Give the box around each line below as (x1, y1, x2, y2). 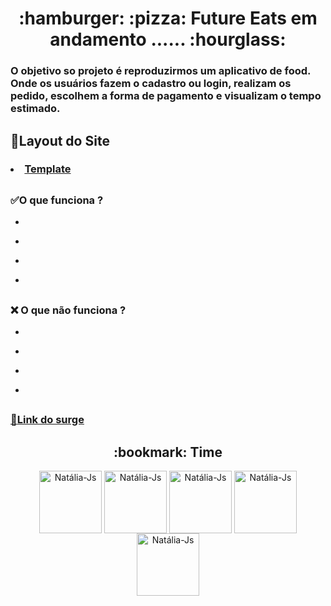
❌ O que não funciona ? (10, 303, 127, 317)
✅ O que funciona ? (10, 193, 104, 207)
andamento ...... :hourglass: (49, 28, 287, 51)
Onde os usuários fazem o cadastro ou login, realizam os (10, 77, 292, 91)
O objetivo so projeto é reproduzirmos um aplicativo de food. (10, 64, 311, 78)
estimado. (10, 102, 61, 116)
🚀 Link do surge (10, 413, 85, 427)
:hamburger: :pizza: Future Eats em (18, 7, 318, 30)
